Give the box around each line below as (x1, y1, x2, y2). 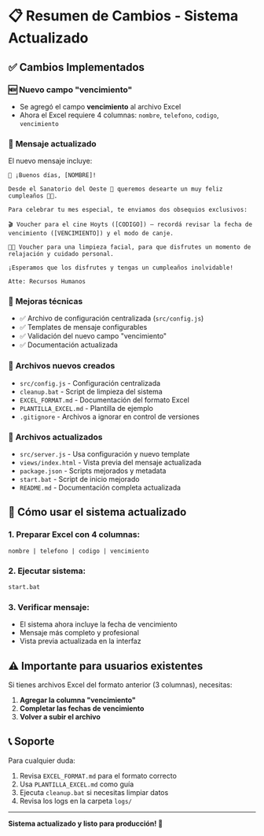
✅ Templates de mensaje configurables (19, 323, 148, 332)
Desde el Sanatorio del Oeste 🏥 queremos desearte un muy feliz (8, 185, 223, 194)
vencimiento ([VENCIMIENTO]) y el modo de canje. (8, 230, 174, 238)
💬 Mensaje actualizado (8, 138, 97, 149)
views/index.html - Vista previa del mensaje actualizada (19, 458, 202, 468)
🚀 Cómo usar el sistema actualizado (8, 505, 187, 519)
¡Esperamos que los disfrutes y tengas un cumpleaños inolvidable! (8, 264, 234, 272)
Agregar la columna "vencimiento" (19, 695, 136, 705)
